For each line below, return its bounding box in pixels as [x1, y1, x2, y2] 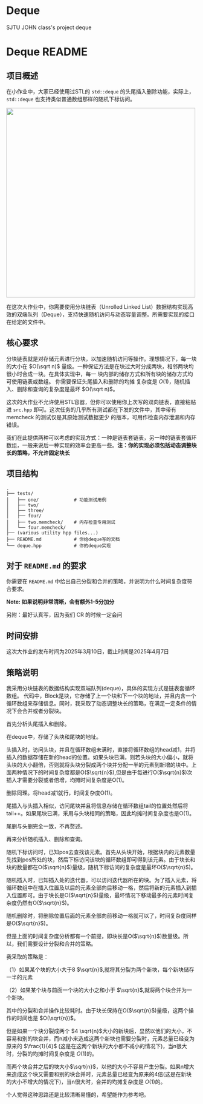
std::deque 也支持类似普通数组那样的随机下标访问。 [6, 95, 136, 103]
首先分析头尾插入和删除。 [6, 720, 70, 727]
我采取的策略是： [6, 953, 49, 960]
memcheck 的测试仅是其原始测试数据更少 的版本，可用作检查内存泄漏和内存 [6, 413, 196, 420]
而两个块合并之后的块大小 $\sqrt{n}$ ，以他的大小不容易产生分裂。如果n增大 [6, 1063, 195, 1070]
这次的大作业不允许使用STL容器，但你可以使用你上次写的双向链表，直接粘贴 [6, 398, 196, 405]
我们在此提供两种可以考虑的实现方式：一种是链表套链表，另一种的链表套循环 [6, 434, 197, 441]
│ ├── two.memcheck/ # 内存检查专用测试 [6, 519, 116, 525]
